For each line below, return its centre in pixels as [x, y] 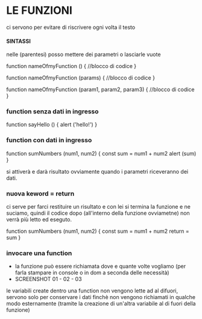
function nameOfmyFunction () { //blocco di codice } [71, 66]
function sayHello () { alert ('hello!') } [52, 125]
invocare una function [39, 253]
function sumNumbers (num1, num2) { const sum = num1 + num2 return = [98, 231]
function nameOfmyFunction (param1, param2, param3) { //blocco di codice [100, 90]
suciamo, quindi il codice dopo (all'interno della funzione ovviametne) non [98, 213]
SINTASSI [19, 41]
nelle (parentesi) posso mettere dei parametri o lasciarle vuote [84, 54]
